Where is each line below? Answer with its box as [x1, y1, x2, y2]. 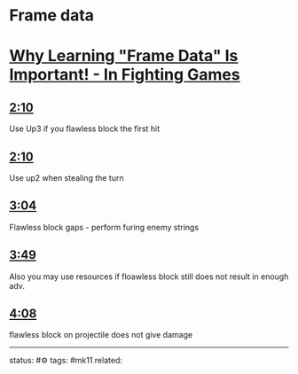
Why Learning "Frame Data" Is [9, 46, 239, 66]
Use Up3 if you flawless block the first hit [9, 123, 161, 134]
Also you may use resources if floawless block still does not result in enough [9, 271, 289, 282]
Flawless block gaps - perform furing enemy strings [9, 222, 200, 232]
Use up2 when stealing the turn [9, 173, 124, 183]
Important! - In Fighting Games [9, 65, 241, 85]
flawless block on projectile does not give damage [9, 330, 193, 340]
